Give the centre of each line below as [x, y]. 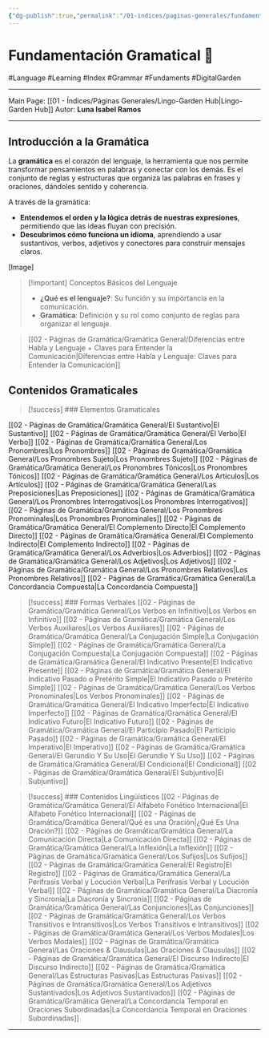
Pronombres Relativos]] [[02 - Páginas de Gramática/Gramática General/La [132, 579]
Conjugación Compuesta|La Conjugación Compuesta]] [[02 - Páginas [143, 653]
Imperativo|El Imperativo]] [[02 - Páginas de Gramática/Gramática [137, 747]
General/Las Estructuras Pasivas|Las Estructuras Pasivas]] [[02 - [135, 975]
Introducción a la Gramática [79, 141]
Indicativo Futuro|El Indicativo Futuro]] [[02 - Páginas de [120, 721]
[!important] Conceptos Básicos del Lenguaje [102, 283]
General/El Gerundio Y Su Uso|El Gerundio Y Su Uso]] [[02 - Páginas [141, 756]
